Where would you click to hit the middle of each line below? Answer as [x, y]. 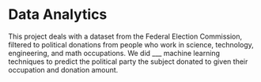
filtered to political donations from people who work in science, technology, [131, 44]
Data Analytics [58, 15]
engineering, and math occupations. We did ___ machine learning [114, 53]
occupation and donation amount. [63, 69]
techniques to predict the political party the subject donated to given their [128, 61]
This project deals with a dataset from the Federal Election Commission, [125, 36]
